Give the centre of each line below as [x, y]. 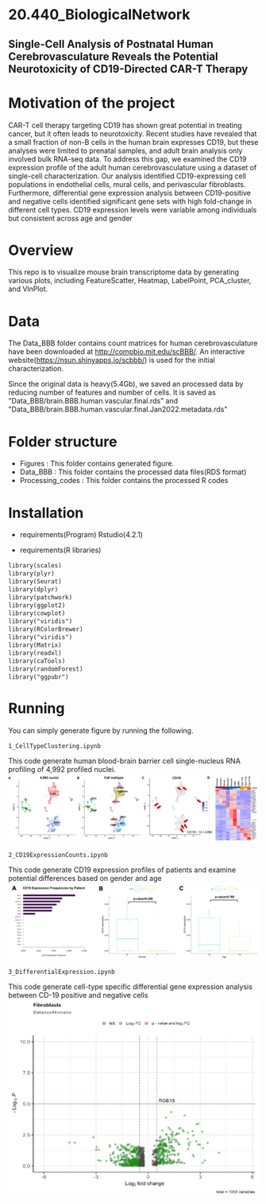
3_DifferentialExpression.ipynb [62, 972]
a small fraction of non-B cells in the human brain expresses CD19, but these [133, 142]
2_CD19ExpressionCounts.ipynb [58, 855]
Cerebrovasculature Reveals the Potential [113, 56]
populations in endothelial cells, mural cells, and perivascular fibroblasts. [127, 184]
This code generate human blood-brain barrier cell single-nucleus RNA [124, 761]
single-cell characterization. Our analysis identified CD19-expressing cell [127, 176]
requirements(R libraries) [60, 550]
